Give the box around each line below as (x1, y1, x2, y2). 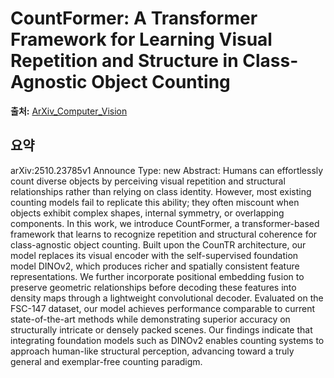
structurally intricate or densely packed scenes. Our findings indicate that (10, 323, 313, 336)
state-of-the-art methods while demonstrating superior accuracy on (10, 313, 291, 325)
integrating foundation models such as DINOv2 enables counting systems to (10, 334, 325, 346)
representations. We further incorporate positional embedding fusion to (10, 270, 305, 282)
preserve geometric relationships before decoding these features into (10, 281, 297, 293)
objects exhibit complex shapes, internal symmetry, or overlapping (10, 207, 285, 219)
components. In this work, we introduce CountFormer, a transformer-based (10, 217, 320, 229)
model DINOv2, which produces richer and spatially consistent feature (10, 260, 300, 272)
